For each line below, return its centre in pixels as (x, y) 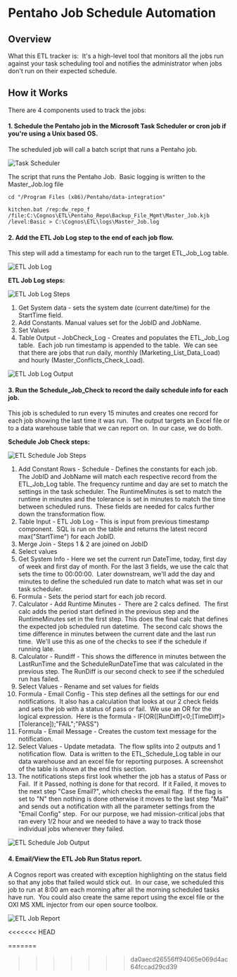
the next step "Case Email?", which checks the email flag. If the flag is (120, 791)
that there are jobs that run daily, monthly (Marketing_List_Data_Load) (119, 353)
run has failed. (39, 679)
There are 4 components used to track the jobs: (77, 110)
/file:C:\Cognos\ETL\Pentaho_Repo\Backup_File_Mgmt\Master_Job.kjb (109, 216)
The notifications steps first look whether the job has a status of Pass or (122, 777)
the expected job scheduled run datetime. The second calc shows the (120, 626)
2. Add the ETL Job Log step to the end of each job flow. (91, 237)
